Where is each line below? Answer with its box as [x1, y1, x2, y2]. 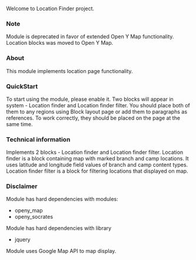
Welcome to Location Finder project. [6, 5, 95, 12]
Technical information [6, 135, 71, 143]
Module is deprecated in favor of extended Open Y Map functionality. [6, 33, 174, 40]
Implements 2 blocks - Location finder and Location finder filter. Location [6, 149, 184, 156]
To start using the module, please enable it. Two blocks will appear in [6, 96, 174, 103]
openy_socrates [14, 213, 54, 220]
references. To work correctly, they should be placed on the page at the [6, 114, 181, 121]
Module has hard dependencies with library [6, 225, 112, 232]
